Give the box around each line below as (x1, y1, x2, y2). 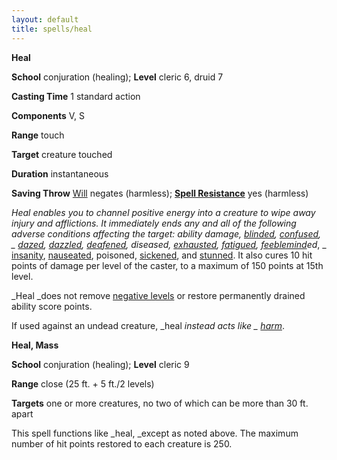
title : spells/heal (11, 24, 93, 34)
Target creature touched (11, 148, 113, 160)
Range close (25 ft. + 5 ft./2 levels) (11, 377, 155, 390)
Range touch (11, 129, 65, 141)
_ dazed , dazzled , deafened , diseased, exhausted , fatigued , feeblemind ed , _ (11, 238, 327, 250)
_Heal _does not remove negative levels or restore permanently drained (11, 289, 306, 301)
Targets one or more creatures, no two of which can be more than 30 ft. (11, 397, 309, 409)
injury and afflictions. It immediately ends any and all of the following (11, 217, 297, 229)
